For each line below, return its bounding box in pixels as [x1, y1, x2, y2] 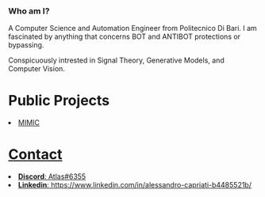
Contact [8, 146, 63, 164]
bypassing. [8, 40, 44, 50]
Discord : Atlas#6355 [18, 172, 86, 181]
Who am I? [8, 6, 50, 17]
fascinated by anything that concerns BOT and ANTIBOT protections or [8, 32, 240, 41]
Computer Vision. [8, 64, 66, 74]
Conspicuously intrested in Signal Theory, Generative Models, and [8, 55, 225, 65]
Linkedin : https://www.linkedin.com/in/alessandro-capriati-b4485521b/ [18, 180, 252, 190]
